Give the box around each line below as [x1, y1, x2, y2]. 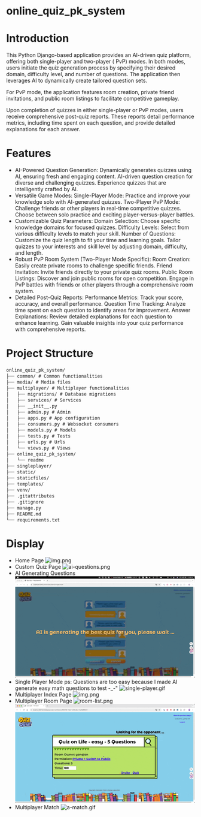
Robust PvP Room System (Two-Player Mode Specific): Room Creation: [14, 256, 191, 263]
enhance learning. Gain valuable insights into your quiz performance [14, 319, 184, 327]
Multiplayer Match [14, 804, 60, 811]
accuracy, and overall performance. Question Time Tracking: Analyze [14, 300, 186, 307]
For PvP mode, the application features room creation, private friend [6, 89, 175, 96]
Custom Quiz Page [14, 563, 62, 570]
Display [6, 537, 45, 551]
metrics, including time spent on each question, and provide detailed [6, 119, 175, 126]
